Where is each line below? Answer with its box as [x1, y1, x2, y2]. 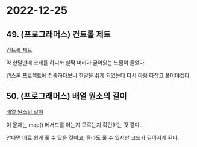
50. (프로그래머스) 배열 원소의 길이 [6, 91, 127, 101]
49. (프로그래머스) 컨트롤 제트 [6, 29, 111, 39]
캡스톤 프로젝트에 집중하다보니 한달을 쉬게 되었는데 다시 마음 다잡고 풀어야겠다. [6, 72, 192, 79]
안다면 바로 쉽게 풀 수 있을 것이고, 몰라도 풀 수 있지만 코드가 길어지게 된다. [6, 134, 180, 141]
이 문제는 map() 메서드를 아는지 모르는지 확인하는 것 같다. [6, 121, 142, 128]
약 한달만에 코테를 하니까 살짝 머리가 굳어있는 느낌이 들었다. [6, 59, 146, 66]
